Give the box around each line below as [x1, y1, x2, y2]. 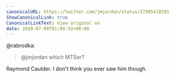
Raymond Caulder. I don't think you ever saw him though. [6, 65, 148, 73]
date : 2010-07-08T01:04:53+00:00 [6, 25, 90, 32]
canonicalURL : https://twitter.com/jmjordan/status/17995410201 [6, 8, 170, 15]
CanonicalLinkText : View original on [6, 20, 100, 26]
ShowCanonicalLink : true [6, 14, 68, 20]
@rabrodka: [6, 42, 35, 49]
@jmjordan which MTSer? [20, 53, 85, 61]
